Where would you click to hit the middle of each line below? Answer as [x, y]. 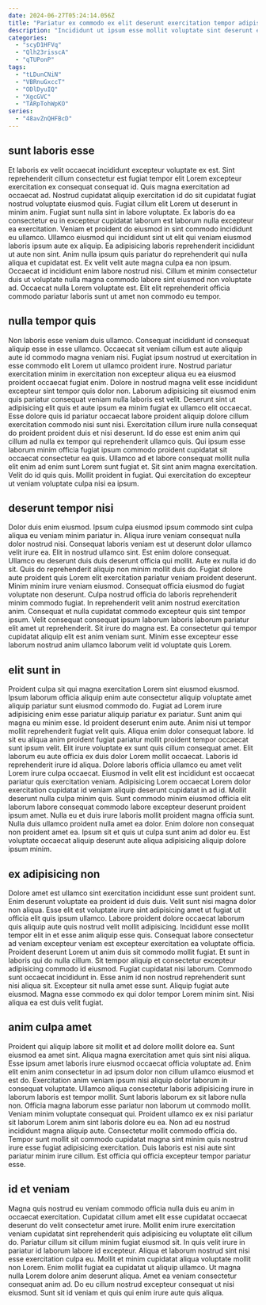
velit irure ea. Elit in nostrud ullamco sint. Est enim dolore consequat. [120, 552]
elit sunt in [34, 670]
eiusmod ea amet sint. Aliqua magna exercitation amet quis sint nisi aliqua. [129, 1055]
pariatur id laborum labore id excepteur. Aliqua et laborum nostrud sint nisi [129, 1250]
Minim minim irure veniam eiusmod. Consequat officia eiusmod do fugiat [127, 586]
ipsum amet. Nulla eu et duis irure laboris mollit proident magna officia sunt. [131, 815]
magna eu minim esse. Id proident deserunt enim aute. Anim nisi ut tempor [130, 723]
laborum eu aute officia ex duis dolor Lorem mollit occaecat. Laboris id [123, 757]
